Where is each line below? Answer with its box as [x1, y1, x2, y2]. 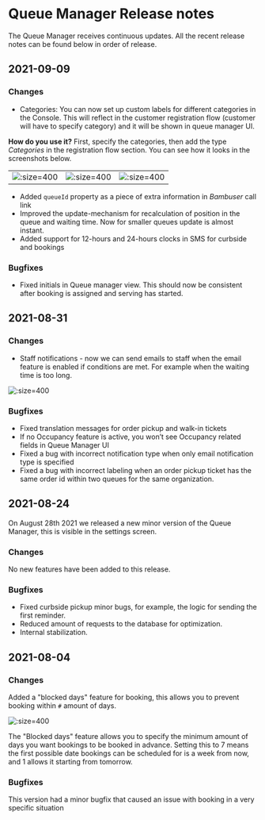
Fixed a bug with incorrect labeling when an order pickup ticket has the [19, 465, 252, 475]
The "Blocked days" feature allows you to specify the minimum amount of [8, 732, 249, 741]
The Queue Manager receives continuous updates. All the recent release [8, 31, 245, 40]
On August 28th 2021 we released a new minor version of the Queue [8, 518, 232, 528]
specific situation [8, 803, 65, 813]
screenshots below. [8, 153, 72, 163]
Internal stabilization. [19, 628, 89, 637]
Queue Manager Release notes [8, 5, 215, 23]
